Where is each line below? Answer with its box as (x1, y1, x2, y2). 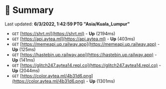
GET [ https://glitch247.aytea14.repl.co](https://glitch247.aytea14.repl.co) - (11, 62, 162, 68)
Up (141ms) (11, 57, 35, 63)
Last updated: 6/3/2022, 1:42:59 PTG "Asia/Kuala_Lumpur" (4, 21, 130, 27)
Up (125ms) (11, 46, 36, 52)
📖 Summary (4, 4, 54, 16)
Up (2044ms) (11, 67, 40, 74)
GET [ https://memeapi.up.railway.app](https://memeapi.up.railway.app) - (11, 41, 160, 47)
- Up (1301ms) (86, 78, 115, 84)
